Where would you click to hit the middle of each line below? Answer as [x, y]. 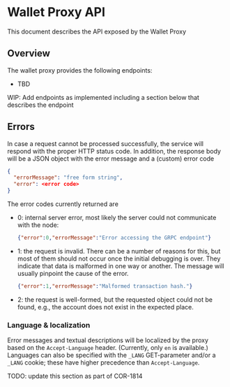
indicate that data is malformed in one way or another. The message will [121, 265]
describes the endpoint [41, 105]
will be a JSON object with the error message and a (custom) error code [111, 159]
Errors [21, 127]
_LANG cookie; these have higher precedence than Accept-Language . [103, 363]
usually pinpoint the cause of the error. [73, 273]
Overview [29, 53]
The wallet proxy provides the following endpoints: [80, 70]
